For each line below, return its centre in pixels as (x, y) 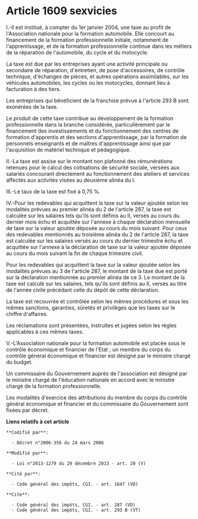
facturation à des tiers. (34, 89)
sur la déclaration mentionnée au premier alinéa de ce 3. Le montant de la (95, 277)
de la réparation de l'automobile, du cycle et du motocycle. (77, 52)
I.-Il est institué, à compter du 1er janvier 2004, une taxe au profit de (89, 27)
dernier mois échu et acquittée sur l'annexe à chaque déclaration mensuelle (98, 222)
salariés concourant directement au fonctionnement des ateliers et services (98, 173)
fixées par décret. (27, 410)
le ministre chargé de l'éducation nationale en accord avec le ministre (90, 379)
